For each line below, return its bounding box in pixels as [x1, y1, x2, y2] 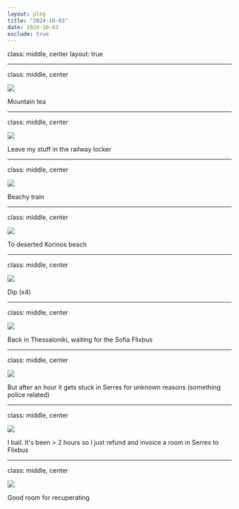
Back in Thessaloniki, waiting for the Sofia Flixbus [7, 335, 153, 344]
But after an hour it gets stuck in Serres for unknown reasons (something [7, 383, 221, 392]
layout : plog [7, 10, 46, 18]
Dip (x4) [7, 288, 31, 296]
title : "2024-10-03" [7, 17, 69, 24]
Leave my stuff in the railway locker [7, 145, 112, 154]
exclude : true [7, 30, 50, 38]
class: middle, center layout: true [7, 50, 103, 58]
